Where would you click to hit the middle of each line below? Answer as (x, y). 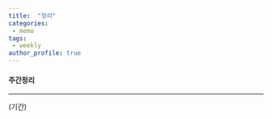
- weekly (27, 46)
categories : (28, 23)
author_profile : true (45, 53)
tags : (17, 38)
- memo (23, 31)
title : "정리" (32, 16)
